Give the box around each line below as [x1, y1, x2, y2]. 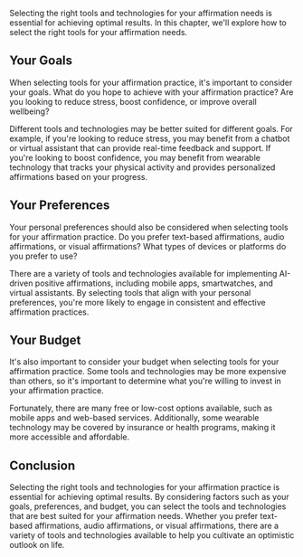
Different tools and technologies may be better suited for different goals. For [9, 123, 294, 134]
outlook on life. [9, 540, 65, 551]
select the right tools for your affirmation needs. [9, 27, 188, 37]
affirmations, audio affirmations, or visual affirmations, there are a [34, 520, 279, 532]
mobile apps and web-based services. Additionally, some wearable [9, 412, 260, 423]
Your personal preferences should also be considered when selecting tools [9, 222, 289, 232]
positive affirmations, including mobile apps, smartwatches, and [34, 278, 274, 288]
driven [9, 278, 33, 288]
